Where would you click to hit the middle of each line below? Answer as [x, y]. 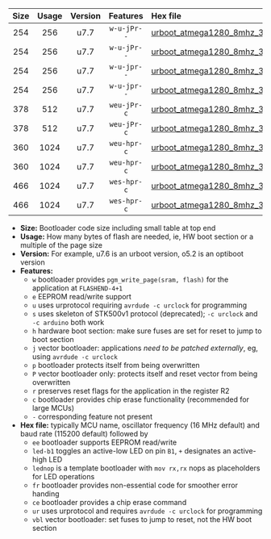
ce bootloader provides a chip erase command [109, 502]
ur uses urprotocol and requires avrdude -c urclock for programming [147, 511]
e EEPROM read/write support [81, 297]
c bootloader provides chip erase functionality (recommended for [141, 399]
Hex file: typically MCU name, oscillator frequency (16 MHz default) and [140, 425]
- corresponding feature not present [92, 416]
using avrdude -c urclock [75, 357]
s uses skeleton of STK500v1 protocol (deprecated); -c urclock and [145, 313]
